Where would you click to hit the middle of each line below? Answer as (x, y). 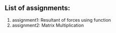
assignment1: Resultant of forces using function (62, 20)
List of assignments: (38, 8)
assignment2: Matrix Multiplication (48, 25)
